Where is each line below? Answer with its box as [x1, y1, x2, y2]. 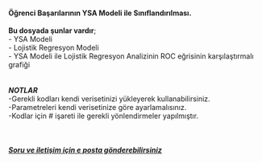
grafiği [8, 60, 31, 70]
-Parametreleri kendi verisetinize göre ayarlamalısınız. [8, 103, 187, 112]
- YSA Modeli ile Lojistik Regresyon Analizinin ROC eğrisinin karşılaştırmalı [8, 51, 254, 61]
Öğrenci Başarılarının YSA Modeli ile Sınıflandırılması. [8, 8, 192, 18]
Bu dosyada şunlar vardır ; [8, 26, 97, 35]
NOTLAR [8, 86, 38, 96]
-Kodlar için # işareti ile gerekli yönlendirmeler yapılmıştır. [8, 111, 199, 121]
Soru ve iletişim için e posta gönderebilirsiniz [8, 145, 163, 155]
